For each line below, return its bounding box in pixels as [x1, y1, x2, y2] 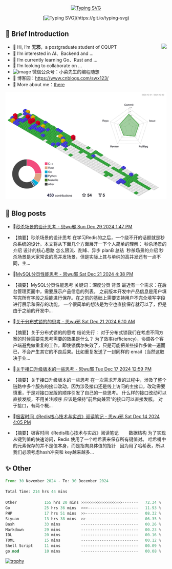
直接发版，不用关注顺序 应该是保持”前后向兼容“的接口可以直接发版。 [12, 396, 158, 402]
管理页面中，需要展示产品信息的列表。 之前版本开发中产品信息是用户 [17, 288, 162, 295]
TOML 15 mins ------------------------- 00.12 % [5, 538, 161, 543]
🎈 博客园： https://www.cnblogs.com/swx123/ [12, 75, 109, 81]
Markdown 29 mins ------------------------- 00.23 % [5, 527, 161, 532]
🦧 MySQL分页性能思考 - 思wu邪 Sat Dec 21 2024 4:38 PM [12, 271, 134, 277]
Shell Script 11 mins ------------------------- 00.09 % [5, 543, 161, 548]
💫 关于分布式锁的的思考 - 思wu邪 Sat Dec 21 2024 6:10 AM [12, 318, 135, 324]
